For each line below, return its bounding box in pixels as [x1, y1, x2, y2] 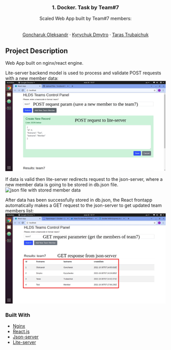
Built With [5, 312, 31, 319]
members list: [5, 208, 34, 214]
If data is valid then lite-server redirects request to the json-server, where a [5, 176, 163, 182]
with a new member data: [5, 75, 59, 82]
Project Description [5, 46, 68, 55]
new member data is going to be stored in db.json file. [5, 182, 119, 188]
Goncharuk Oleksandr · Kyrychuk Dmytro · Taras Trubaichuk [22, 32, 149, 38]
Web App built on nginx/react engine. [5, 60, 84, 66]
